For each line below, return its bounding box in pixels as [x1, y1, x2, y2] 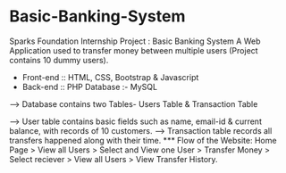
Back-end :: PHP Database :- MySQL [21, 81, 158, 92]
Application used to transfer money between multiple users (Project [9, 45, 258, 55]
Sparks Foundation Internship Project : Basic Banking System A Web [9, 36, 261, 46]
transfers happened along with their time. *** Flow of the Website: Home [9, 135, 277, 145]
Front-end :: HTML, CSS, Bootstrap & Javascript [21, 71, 199, 82]
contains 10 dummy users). [9, 54, 109, 65]
